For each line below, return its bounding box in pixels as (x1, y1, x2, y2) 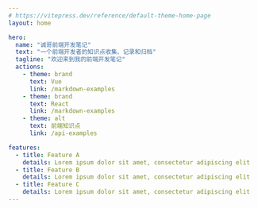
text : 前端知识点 (29, 122, 81, 130)
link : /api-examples (29, 129, 98, 137)
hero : (8, 33, 26, 41)
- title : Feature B (15, 166, 80, 174)
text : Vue (29, 77, 62, 86)
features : (8, 144, 41, 152)
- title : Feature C (15, 180, 80, 189)
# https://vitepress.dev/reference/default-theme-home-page (8, 11, 212, 20)
